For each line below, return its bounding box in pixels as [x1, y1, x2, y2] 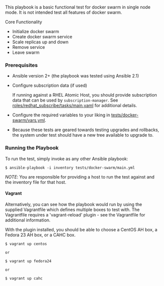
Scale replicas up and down [12, 39, 69, 45]
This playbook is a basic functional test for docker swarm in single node [5, 4, 151, 10]
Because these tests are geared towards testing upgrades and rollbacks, [12, 127, 160, 133]
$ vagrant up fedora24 [5, 258, 52, 263]
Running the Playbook [5, 144, 59, 151]
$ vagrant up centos [5, 241, 48, 246]
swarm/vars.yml [12, 117, 45, 123]
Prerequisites [5, 62, 38, 69]
